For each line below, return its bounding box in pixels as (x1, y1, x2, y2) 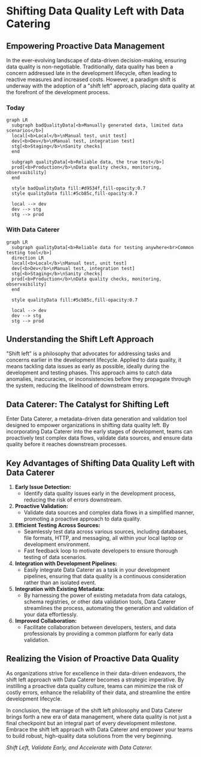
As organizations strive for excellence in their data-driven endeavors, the (6, 669, 187, 677)
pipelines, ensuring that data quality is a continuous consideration (23, 573, 187, 580)
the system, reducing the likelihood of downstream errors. (6, 382, 150, 389)
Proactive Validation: (14, 503, 69, 510)
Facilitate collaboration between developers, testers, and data (23, 624, 176, 631)
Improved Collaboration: (14, 617, 77, 624)
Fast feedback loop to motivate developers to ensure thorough (23, 547, 178, 554)
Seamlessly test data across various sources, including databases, (23, 528, 188, 535)
